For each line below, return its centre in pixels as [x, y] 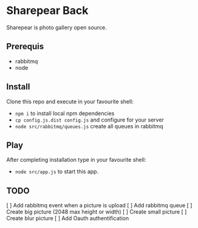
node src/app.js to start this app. [57, 171]
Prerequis [25, 47]
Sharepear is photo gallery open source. [57, 27]
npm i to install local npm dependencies [65, 113]
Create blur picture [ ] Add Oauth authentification [68, 218]
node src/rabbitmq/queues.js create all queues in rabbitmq [89, 126]
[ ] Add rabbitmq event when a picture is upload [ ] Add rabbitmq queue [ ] [99, 206]
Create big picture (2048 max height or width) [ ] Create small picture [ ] [97, 212]
